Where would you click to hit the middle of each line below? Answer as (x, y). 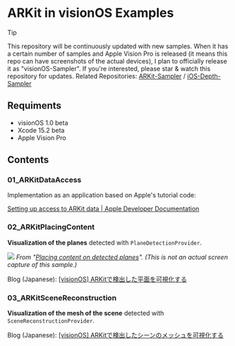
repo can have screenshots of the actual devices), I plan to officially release (117, 61)
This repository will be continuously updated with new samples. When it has (118, 46)
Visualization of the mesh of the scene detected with (86, 313)
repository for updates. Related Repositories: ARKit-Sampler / (96, 76)
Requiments (35, 106)
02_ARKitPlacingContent (51, 227)
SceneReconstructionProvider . (51, 321)
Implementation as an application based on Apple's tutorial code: (102, 195)
